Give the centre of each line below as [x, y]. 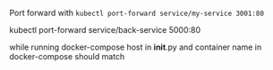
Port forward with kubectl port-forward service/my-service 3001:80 [136, 13]
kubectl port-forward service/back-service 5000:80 [105, 30]
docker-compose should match [67, 56]
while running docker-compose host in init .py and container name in [136, 47]
